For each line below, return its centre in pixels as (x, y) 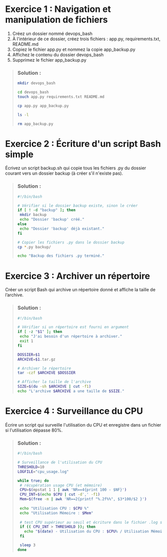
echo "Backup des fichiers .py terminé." (61, 256)
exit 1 (26, 341)
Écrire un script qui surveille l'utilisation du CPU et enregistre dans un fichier (83, 425)
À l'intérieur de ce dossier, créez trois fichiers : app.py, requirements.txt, (86, 39)
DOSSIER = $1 (29, 354)
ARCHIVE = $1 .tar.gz (36, 359)
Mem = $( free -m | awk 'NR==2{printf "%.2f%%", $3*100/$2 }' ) (83, 499)
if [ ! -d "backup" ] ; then (46, 210)
